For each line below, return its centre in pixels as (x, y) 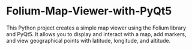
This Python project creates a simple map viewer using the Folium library (96, 28)
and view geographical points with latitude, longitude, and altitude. (88, 40)
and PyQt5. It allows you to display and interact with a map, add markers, (96, 34)
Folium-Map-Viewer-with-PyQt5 (89, 11)
